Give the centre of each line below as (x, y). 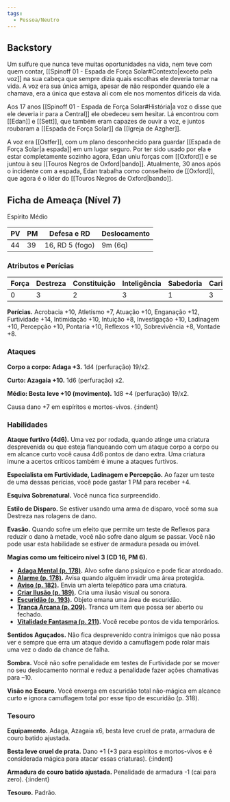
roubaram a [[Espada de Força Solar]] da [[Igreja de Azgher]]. (94, 129)
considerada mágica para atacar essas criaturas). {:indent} (90, 759)
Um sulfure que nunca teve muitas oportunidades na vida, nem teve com (110, 64)
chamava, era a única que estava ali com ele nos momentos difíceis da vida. (114, 93)
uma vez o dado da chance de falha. (59, 649)
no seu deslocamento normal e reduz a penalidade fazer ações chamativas (113, 670)
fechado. (29, 614)
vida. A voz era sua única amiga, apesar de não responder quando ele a (108, 86)
